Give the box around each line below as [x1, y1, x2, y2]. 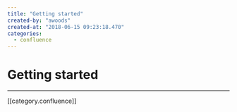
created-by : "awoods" [7, 17, 71, 24]
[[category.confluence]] [7, 97, 77, 106]
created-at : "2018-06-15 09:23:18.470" [7, 23, 125, 30]
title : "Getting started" [7, 10, 83, 18]
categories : [7, 30, 42, 37]
